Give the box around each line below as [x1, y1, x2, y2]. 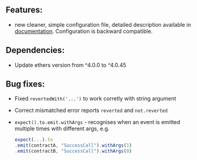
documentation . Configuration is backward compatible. [14, 27, 153, 35]
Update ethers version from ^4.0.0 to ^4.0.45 [14, 61, 126, 69]
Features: [5, 5, 43, 15]
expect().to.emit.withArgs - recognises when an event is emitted [14, 119, 181, 126]
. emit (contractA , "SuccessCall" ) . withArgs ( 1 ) [14, 142, 132, 148]
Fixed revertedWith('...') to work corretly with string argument [14, 95, 177, 102]
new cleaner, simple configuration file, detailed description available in [14, 21, 192, 28]
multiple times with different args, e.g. [14, 125, 110, 133]
